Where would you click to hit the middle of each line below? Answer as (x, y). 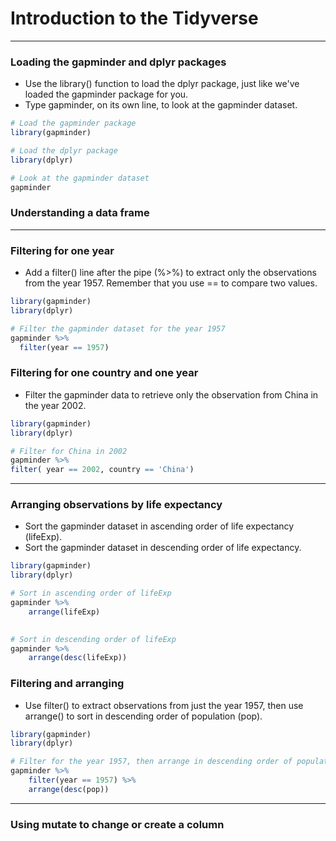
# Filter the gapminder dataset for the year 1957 (118, 328)
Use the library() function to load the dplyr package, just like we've (162, 84)
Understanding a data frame (80, 213)
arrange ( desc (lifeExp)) (78, 658)
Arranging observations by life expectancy (116, 505)
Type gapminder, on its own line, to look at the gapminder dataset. (161, 105)
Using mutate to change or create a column (117, 824)
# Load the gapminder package (73, 123)
